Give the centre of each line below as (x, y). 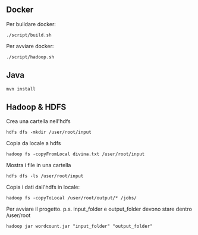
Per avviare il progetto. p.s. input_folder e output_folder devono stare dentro (99, 209)
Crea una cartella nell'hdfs (38, 121)
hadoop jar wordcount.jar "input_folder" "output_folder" (79, 226)
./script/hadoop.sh (30, 57)
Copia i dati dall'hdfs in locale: (43, 187)
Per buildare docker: (31, 24)
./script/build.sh (29, 35)
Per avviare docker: (30, 46)
